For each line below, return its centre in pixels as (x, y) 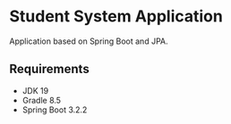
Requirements (49, 69)
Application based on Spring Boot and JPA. (89, 41)
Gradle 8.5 (41, 100)
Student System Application (116, 17)
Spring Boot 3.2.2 (55, 110)
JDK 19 (35, 90)
